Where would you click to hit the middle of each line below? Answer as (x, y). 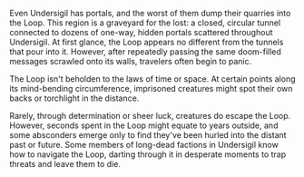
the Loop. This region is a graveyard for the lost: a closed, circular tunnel (145, 23)
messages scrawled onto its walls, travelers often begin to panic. (131, 61)
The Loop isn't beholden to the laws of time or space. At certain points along (153, 79)
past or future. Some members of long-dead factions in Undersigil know (144, 145)
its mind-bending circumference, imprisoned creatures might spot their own (151, 88)
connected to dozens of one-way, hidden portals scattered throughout (141, 32)
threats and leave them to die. (65, 164)
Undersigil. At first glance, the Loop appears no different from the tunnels (147, 42)
